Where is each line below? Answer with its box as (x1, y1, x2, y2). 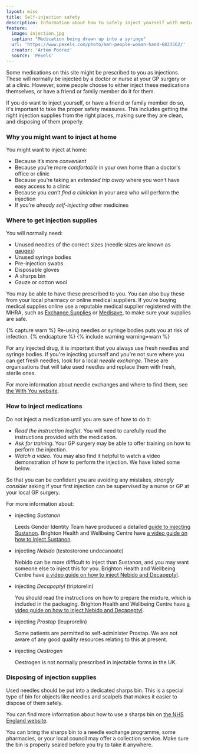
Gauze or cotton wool (14, 279, 68, 286)
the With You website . (6, 388, 60, 395)
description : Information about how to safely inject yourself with (6, 19, 178, 25)
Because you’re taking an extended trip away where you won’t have (14, 176, 180, 183)
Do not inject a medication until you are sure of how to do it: (6, 415, 151, 422)
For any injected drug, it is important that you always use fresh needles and (6, 344, 189, 352)
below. (14, 464, 31, 472)
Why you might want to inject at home (6, 132, 117, 141)
